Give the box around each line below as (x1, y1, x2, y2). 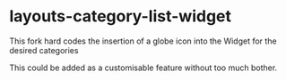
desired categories (9, 44, 79, 55)
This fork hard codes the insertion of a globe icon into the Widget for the (9, 36, 277, 46)
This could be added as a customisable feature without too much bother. (9, 62, 278, 73)
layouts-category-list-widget (9, 6, 231, 27)
